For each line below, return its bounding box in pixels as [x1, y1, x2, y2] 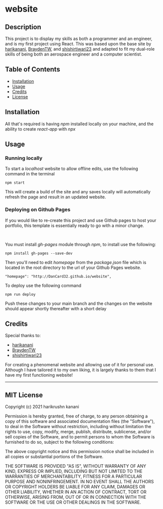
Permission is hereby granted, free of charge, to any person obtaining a [5, 413, 148, 419]
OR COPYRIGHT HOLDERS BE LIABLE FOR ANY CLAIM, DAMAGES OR [5, 484, 146, 490]
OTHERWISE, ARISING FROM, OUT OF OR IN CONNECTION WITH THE [5, 494, 147, 500]
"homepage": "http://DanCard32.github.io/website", [5, 274, 112, 279]
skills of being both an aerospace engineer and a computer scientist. [5, 51, 142, 57]
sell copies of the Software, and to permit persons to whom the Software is [5, 434, 155, 440]
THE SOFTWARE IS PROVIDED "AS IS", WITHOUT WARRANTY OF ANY [5, 463, 147, 469]
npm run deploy [5, 292, 36, 297]
